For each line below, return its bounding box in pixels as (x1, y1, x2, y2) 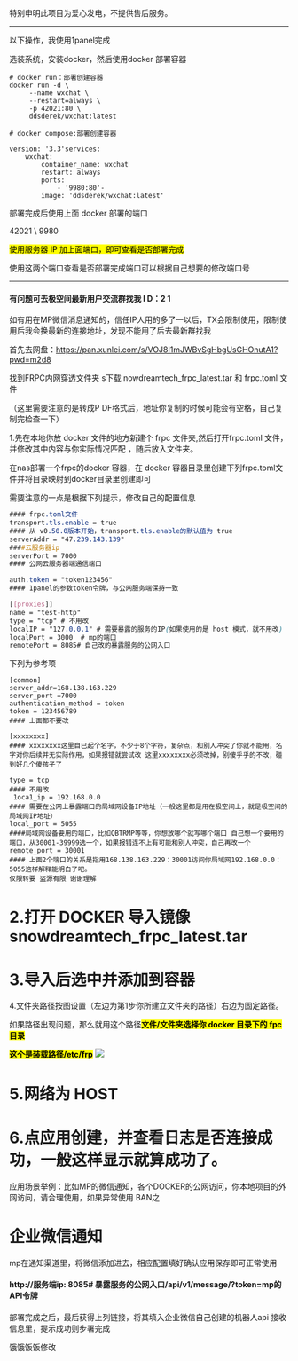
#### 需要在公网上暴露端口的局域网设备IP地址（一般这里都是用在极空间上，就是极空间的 (9, 802, 288, 812)
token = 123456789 (9, 707, 77, 716)
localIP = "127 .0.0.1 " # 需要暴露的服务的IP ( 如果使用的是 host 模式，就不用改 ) (9, 625, 284, 633)
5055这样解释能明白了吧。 (9, 865, 91, 874)
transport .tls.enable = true (9, 518, 117, 528)
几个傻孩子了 (21, 760, 63, 769)
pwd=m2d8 (9, 354, 51, 366)
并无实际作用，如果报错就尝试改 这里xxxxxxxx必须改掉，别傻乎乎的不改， (42, 751, 277, 760)
